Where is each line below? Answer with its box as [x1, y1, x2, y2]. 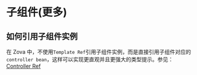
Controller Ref [6, 62, 41, 70]
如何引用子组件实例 [6, 31, 78, 41]
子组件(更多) [6, 5, 67, 19]
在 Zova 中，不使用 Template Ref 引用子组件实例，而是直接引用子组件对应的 [6, 49, 192, 55]
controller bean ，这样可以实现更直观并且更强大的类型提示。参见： [6, 56, 174, 63]
